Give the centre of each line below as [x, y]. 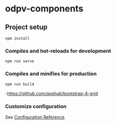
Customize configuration [36, 106]
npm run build [20, 84]
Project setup [27, 27]
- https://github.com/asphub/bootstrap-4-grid [52, 93]
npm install [17, 38]
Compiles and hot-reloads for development [58, 51]
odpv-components [44, 9]
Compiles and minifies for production [51, 74]
